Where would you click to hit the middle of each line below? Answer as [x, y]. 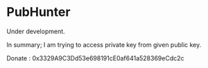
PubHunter [38, 12]
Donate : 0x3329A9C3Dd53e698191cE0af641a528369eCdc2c [95, 58]
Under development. [36, 31]
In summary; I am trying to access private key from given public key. [104, 44]
